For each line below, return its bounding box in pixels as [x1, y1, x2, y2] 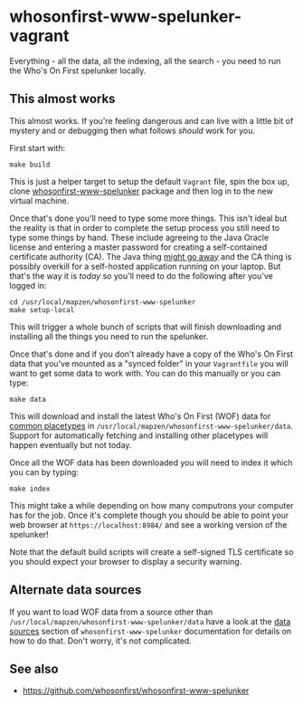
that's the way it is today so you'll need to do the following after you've [9, 270, 273, 281]
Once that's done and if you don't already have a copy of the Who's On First [9, 348, 294, 359]
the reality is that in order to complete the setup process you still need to [9, 222, 280, 233]
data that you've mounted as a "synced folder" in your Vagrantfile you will [9, 357, 289, 368]
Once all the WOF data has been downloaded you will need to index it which [9, 457, 293, 468]
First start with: [9, 142, 66, 153]
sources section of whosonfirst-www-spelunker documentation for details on [9, 625, 292, 636]
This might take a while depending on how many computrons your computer [9, 500, 294, 510]
